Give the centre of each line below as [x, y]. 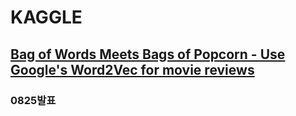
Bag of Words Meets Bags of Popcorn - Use [148, 54]
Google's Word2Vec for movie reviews [132, 69]
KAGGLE [46, 17]
